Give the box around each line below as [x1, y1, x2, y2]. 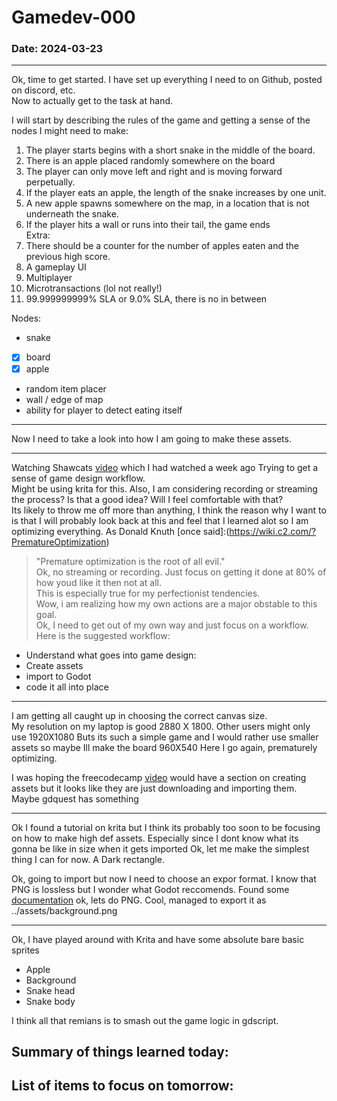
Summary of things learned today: [11, 1044, 229, 1060]
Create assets [25, 659, 84, 671]
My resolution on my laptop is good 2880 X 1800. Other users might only [11, 720, 311, 732]
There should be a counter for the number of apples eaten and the [25, 240, 300, 252]
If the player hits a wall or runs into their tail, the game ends [25, 219, 271, 231]
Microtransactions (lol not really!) [25, 282, 163, 295]
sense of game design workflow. [11, 472, 146, 484]
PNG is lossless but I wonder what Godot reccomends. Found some [11, 883, 290, 895]
